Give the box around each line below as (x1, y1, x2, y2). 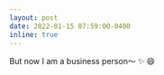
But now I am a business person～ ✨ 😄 (9, 56, 156, 67)
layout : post (9, 13, 59, 23)
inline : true (9, 30, 59, 39)
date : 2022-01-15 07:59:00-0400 (9, 22, 131, 31)
